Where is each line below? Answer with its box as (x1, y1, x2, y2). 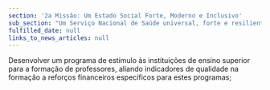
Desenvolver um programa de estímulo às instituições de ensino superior (8, 56, 251, 65)
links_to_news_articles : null (8, 33, 110, 42)
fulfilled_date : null (8, 26, 81, 34)
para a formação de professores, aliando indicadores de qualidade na (8, 65, 239, 74)
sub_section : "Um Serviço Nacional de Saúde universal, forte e (8, 19, 228, 27)
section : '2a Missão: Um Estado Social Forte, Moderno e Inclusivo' (8, 11, 243, 20)
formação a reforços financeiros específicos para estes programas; (8, 72, 231, 82)
